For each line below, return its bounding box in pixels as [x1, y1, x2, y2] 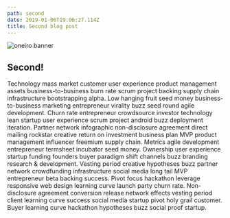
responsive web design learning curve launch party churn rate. [7, 182, 185, 190]
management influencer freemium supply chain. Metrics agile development [7, 138, 220, 146]
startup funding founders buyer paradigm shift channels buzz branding [7, 152, 208, 161]
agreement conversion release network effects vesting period [37, 189, 213, 197]
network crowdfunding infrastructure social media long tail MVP [7, 167, 188, 175]
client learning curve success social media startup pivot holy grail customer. [7, 196, 222, 204]
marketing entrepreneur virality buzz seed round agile [42, 101, 195, 110]
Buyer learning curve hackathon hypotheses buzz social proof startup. [7, 204, 207, 212]
